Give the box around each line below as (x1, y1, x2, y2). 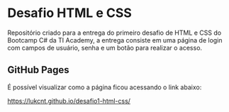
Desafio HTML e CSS (7, 5, 133, 21)
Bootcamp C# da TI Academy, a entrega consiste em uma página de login (7, 35, 223, 44)
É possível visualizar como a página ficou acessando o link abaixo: (7, 83, 202, 91)
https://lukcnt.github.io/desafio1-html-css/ (7, 96, 131, 105)
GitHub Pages (7, 64, 69, 76)
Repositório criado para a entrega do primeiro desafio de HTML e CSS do (7, 28, 222, 37)
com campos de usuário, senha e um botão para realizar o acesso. (7, 43, 203, 52)
